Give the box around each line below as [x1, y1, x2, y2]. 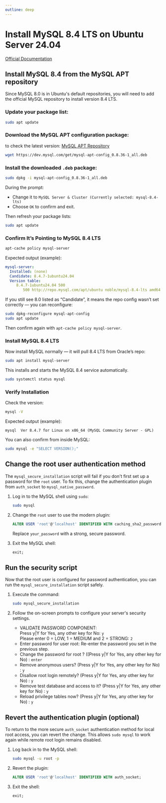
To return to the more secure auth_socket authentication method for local [5, 726, 155, 732]
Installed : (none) [9, 269, 48, 274]
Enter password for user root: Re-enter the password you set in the [19, 641, 157, 647]
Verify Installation [5, 388, 49, 395]
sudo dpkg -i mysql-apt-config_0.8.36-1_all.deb [5, 176, 108, 181]
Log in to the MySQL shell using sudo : [12, 493, 89, 499]
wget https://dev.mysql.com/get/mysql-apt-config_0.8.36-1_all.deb [5, 152, 148, 157]
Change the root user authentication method [5, 460, 146, 468]
